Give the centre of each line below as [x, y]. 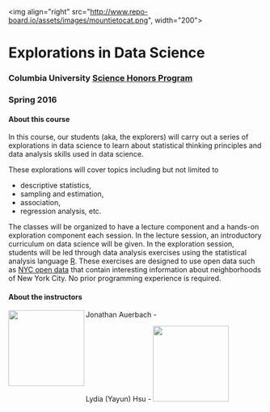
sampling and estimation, [62, 194]
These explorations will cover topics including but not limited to [114, 170]
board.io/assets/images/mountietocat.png [78, 20]
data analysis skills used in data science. [76, 154]
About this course [39, 119]
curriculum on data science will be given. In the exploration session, [121, 244]
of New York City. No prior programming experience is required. [115, 279]
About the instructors [45, 296]
